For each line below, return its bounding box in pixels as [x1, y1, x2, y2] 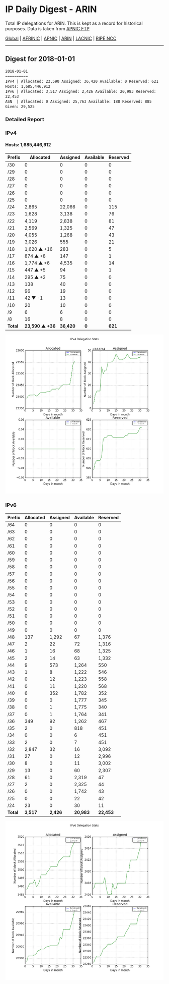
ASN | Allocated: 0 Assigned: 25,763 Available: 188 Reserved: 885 [5, 99, 152, 104]
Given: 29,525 [5, 104, 35, 109]
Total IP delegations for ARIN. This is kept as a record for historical [5, 20, 143, 26]
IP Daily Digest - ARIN [5, 4, 97, 15]
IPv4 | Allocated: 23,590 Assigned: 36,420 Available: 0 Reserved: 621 [5, 79, 158, 84]
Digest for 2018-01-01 [5, 54, 75, 64]
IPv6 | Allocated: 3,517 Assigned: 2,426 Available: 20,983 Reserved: [5, 89, 156, 94]
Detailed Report [5, 116, 44, 123]
